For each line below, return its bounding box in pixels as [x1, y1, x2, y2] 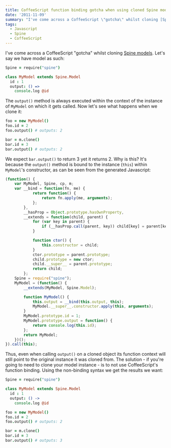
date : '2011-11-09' [5, 12, 47, 17]
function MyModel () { [23, 294, 70, 300]
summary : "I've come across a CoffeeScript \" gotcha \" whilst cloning [5, 17, 158, 22]
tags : [5, 21, 17, 27]
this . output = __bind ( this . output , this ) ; [32, 299, 124, 304]
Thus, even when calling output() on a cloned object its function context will [5, 351, 166, 357]
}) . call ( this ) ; [5, 342, 38, 347]
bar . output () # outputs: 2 [5, 146, 63, 152]
